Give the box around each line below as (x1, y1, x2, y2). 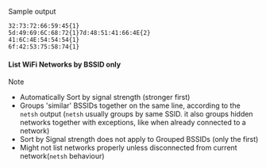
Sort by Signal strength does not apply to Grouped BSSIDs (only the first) (19, 135, 259, 144)
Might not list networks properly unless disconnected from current (19, 143, 237, 153)
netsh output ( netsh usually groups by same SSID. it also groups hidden (19, 109, 253, 119)
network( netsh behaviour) (19, 151, 105, 161)
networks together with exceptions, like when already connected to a (19, 118, 246, 128)
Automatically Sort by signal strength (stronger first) (19, 93, 191, 102)
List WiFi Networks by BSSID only (8, 59, 121, 69)
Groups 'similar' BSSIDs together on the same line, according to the (19, 101, 241, 110)
